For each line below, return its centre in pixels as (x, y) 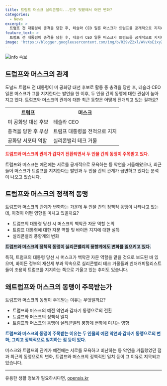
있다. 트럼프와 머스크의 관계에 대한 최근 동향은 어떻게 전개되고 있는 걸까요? (86, 100)
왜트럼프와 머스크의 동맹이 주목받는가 (59, 287)
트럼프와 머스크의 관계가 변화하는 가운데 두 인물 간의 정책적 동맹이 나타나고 (78, 207)
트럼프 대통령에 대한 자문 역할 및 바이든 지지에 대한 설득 (66, 230)
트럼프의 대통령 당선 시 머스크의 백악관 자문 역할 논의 (63, 224)
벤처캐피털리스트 (146, 263)
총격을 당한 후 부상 (28, 131)
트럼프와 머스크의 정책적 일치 (40, 317)
